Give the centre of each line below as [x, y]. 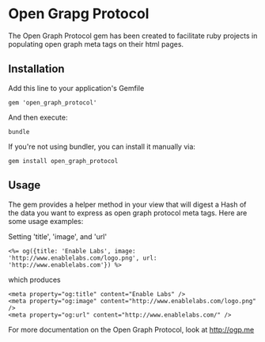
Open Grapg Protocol [79, 14]
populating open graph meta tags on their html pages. [96, 44]
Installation [36, 69]
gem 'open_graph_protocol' [53, 103]
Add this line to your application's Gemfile [76, 88]
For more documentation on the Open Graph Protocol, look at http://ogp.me [131, 329]
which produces [34, 279]
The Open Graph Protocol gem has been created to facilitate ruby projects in [133, 36]
